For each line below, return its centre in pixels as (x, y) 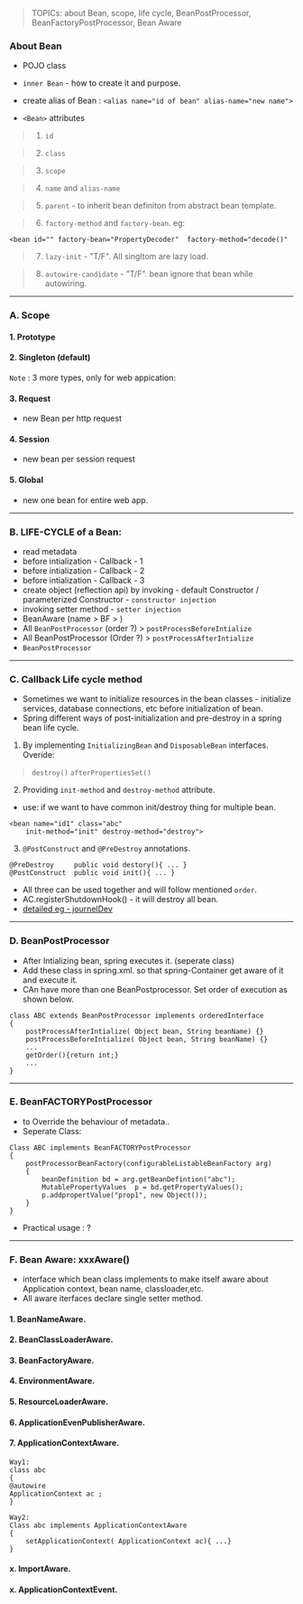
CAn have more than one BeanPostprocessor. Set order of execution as (155, 989)
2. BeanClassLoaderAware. (61, 1339)
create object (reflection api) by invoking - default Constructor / (141, 590)
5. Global (26, 480)
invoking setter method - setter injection (102, 609)
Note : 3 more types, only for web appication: (92, 378)
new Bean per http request (72, 418)
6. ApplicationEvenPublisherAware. (78, 1422)
